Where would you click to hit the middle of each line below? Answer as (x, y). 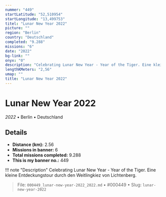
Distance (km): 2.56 (33, 145)
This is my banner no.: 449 (41, 160)
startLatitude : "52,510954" (34, 14)
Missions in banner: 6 (35, 149)
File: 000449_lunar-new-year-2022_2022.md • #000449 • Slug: (79, 185)
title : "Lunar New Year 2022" (36, 79)
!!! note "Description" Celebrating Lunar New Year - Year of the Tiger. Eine (81, 170)
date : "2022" (19, 51)
